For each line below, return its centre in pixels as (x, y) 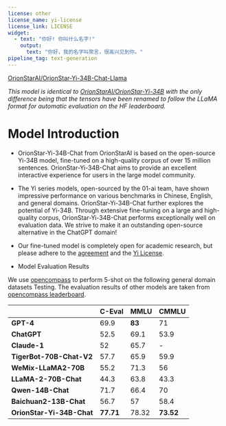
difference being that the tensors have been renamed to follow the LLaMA (113, 99)
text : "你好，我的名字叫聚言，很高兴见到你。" (84, 52)
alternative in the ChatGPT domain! (67, 232)
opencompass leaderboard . (47, 294)
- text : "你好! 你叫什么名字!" (55, 39)
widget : (19, 33)
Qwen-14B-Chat (40, 390)
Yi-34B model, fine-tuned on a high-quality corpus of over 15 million (114, 160)
